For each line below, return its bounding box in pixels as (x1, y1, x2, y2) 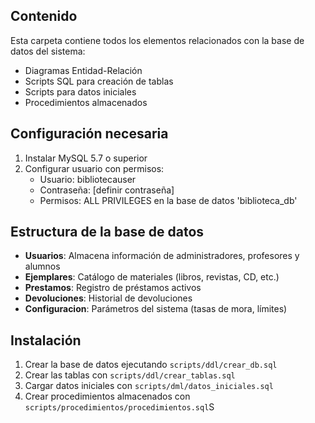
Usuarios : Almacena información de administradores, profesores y (24, 250, 300, 262)
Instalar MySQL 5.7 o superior (24, 152, 148, 164)
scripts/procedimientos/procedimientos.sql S (24, 401, 215, 413)
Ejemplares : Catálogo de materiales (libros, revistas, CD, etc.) (24, 271, 280, 283)
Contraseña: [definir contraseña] (39, 184, 175, 196)
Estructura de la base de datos (10, 224, 205, 241)
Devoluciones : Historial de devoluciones (24, 292, 193, 304)
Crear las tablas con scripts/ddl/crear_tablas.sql (24, 369, 236, 381)
